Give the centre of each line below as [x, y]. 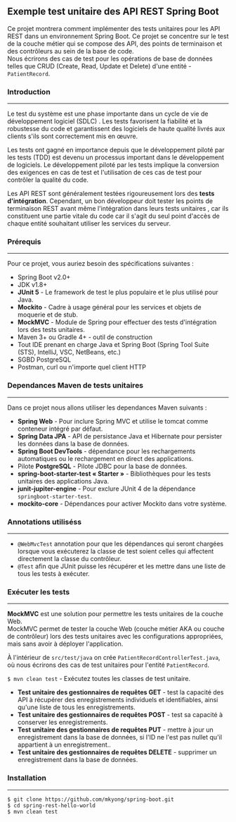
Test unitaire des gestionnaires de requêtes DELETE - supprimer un [117, 752]
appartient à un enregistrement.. [64, 745]
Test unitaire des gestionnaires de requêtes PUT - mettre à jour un [115, 730]
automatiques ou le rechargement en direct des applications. [105, 458]
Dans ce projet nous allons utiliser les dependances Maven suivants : [107, 407]
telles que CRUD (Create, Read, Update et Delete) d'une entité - [99, 66]
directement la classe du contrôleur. [69, 559]
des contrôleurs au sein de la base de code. [71, 51]
